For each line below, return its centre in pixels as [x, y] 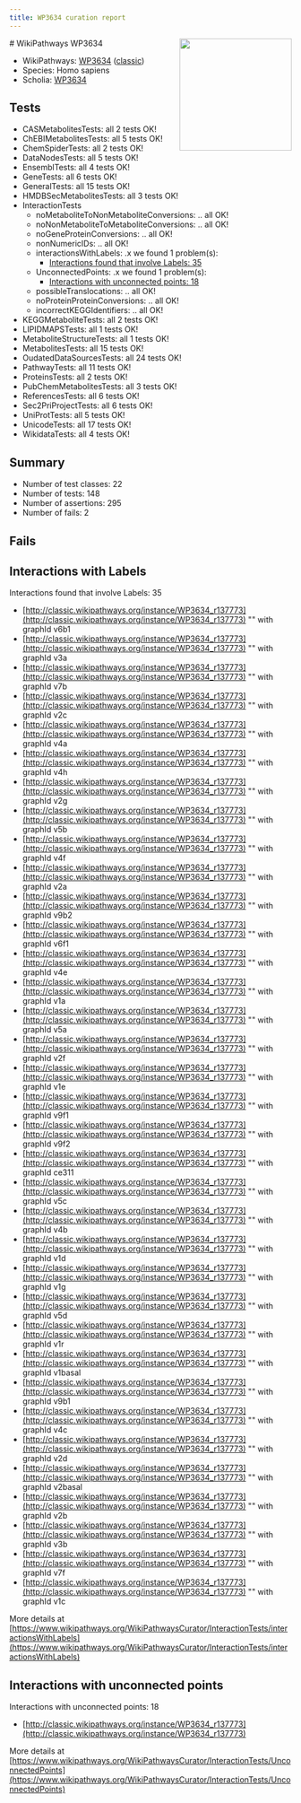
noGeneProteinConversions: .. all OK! [104, 234]
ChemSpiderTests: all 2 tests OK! [83, 148]
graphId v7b [44, 686]
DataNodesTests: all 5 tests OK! [80, 158]
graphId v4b [45, 1230]
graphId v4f [44, 858]
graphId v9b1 [46, 1401]
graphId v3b [45, 1545]
